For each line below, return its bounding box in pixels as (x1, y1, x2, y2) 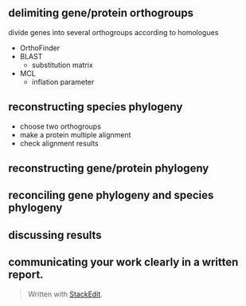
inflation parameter (31, 77, 95, 86)
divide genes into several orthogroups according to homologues (8, 27, 219, 37)
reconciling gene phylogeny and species (8, 189, 214, 202)
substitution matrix (31, 60, 93, 70)
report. (8, 268, 44, 282)
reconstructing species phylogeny (8, 100, 183, 114)
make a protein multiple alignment (19, 129, 131, 139)
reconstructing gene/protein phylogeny (8, 161, 209, 175)
